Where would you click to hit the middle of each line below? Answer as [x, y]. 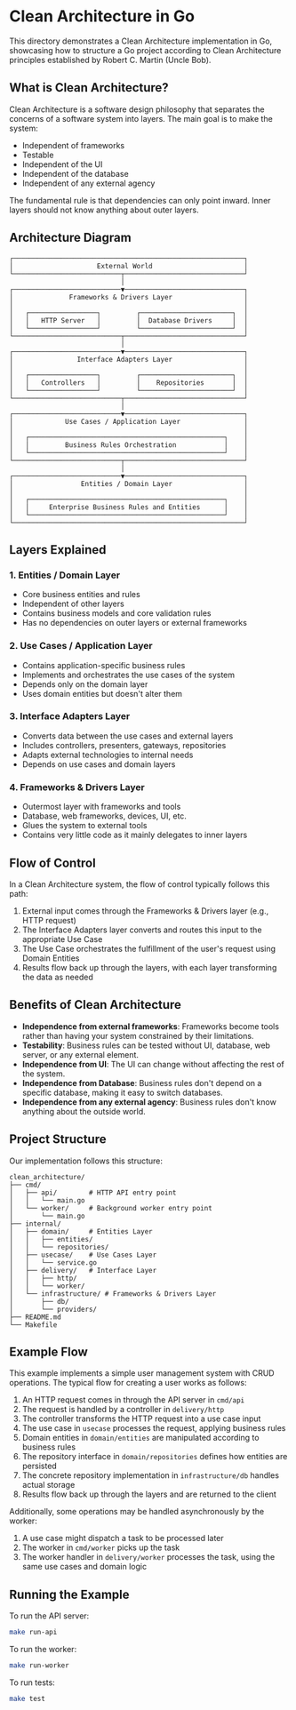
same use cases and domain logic [84, 1567]
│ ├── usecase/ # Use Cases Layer [83, 1255]
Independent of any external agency [88, 183]
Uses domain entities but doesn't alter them [102, 693]
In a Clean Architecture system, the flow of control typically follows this [140, 884]
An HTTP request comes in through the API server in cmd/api [133, 1400]
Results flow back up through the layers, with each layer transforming [149, 967]
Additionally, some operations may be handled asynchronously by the [137, 1512]
